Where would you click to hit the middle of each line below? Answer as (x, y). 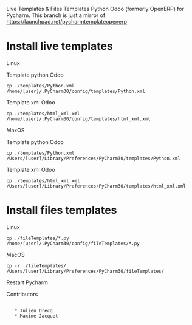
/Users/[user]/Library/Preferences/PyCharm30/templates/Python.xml (94, 158)
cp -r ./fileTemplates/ (36, 266)
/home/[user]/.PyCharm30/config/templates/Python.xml (76, 91)
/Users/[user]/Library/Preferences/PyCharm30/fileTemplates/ (85, 271)
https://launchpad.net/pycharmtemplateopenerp (67, 22)
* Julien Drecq (33, 310)
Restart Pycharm (27, 282)
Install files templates (62, 210)
